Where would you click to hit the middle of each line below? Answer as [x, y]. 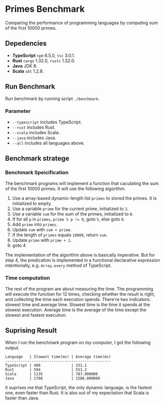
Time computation [28, 278]
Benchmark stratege [37, 159]
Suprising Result [31, 331]
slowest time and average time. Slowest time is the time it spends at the [78, 304]
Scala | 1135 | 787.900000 [51, 374]
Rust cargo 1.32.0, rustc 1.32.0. [44, 61]
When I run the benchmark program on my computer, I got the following [78, 342]
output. [12, 348]
